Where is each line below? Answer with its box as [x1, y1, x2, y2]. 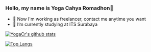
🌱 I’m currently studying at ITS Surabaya [12, 21, 98, 27]
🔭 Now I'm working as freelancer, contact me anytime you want [12, 16, 146, 22]
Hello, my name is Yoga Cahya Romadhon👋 [5, 5, 114, 12]
